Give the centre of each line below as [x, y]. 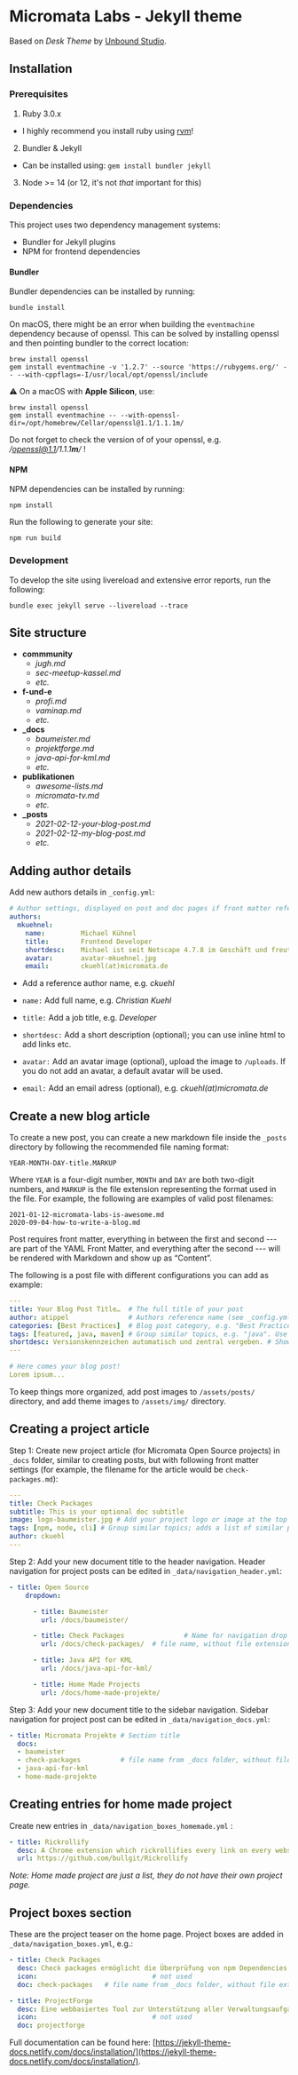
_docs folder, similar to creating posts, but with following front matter [134, 1459]
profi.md [51, 701]
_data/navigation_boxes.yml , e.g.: [71, 1944]
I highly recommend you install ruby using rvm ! [108, 131]
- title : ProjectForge [51, 2000]
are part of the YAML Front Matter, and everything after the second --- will [145, 1249]
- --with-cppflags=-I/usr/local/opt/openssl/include [109, 375]
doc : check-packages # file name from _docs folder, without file [146, 1984]
